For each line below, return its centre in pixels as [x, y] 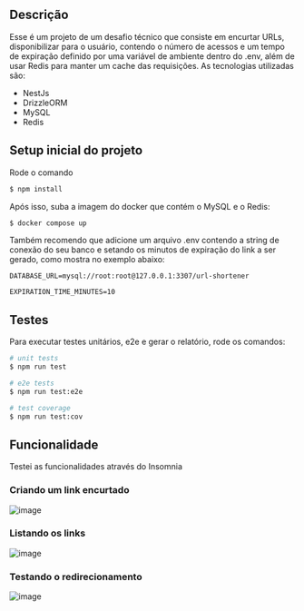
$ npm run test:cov [46, 417]
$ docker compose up [49, 223]
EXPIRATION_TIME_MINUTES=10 [63, 292]
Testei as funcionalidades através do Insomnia [96, 467]
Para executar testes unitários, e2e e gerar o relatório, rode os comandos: [147, 342]
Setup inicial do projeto [76, 150]
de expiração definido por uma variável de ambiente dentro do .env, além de [152, 56]
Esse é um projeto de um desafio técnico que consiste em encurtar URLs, [147, 36]
